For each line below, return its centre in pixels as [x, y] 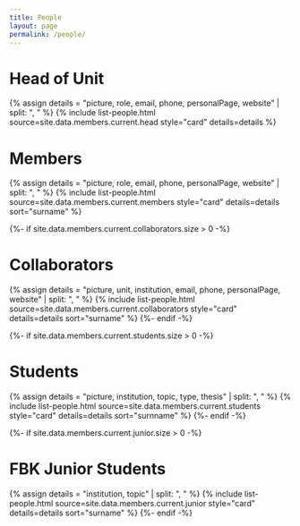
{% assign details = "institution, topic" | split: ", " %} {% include [126, 494]
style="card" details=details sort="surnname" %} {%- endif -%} [128, 416]
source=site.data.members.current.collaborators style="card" [123, 309]
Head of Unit [57, 78]
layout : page [34, 26]
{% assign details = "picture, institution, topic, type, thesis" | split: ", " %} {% [150, 397]
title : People [36, 17]
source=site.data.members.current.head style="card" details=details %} [143, 123]
